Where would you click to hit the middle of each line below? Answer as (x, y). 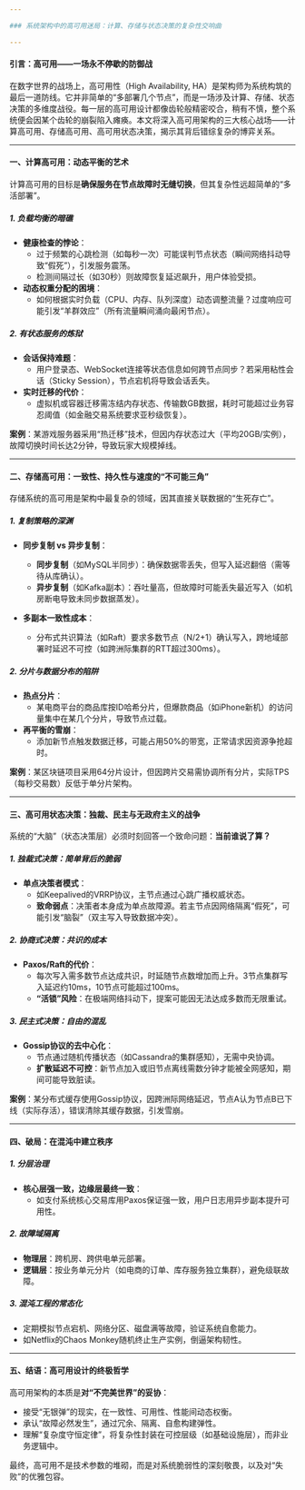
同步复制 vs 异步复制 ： (65, 545)
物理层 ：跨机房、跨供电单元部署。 (86, 1258)
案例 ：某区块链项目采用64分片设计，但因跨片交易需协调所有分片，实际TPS (149, 772)
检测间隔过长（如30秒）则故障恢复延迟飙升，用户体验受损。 (148, 277)
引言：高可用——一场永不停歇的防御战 (81, 64)
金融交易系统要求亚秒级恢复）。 (134, 414)
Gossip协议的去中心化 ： (68, 1046)
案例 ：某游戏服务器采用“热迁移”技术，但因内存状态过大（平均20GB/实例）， (150, 433)
